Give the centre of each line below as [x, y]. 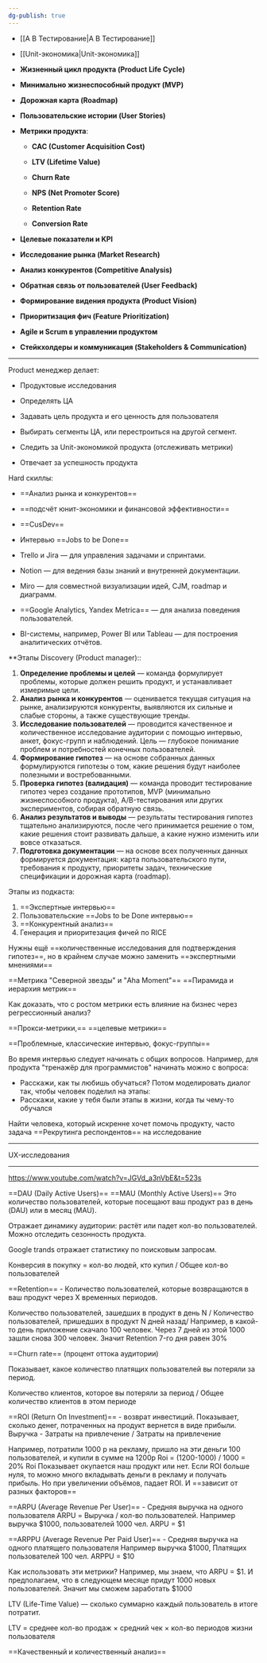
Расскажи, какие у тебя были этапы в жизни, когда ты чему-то [127, 1099]
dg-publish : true [37, 16]
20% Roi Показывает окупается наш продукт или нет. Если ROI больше [129, 1465]
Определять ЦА [46, 401]
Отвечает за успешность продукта [79, 462]
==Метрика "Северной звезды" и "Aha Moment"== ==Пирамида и [121, 980]
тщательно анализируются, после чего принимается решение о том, [137, 825]
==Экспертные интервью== [68, 907]
